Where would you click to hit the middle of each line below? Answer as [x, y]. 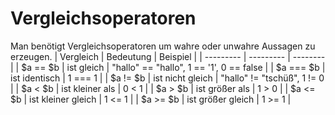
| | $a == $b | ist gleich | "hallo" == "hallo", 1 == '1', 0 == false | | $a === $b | [168, 67]
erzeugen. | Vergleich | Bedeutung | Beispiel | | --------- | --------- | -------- [168, 56]
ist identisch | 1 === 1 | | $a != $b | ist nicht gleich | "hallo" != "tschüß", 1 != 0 [167, 78]
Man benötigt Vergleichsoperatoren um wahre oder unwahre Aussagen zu [163, 46]
